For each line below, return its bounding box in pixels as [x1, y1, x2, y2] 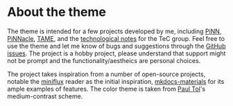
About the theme [7, 4, 106, 20]
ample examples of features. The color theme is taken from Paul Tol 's [7, 85, 206, 93]
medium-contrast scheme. [7, 91, 83, 100]
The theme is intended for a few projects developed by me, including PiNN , [7, 27, 222, 35]
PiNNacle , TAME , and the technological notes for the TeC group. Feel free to [7, 34, 225, 42]
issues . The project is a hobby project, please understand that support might [7, 49, 226, 58]
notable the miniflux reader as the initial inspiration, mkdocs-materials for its [7, 77, 225, 85]
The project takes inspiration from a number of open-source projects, [7, 70, 206, 78]
